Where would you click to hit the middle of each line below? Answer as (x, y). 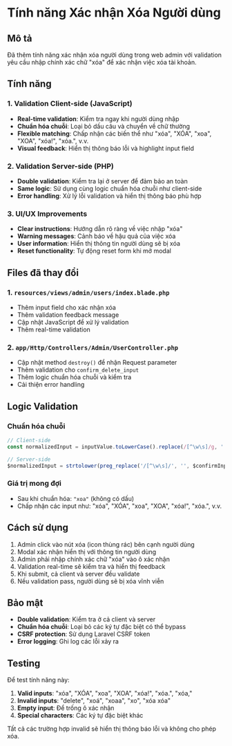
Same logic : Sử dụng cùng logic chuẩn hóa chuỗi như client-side (109, 188)
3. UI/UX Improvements (47, 214)
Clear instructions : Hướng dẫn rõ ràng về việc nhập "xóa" (100, 229)
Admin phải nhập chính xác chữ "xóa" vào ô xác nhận (94, 559)
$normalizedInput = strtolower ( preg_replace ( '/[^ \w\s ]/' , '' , (98, 466)
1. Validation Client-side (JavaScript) (70, 104)
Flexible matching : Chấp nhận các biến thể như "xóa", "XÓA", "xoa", (114, 134)
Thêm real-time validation (54, 329)
